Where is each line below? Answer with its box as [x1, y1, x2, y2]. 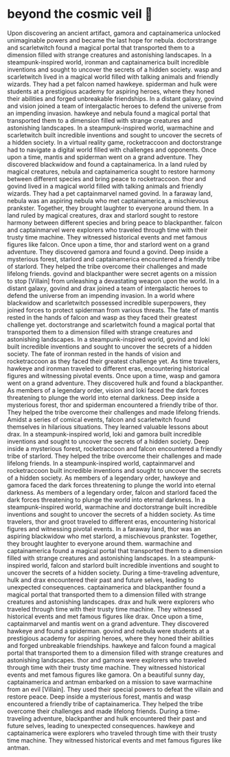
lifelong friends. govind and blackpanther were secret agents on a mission [7, 269, 217, 277]
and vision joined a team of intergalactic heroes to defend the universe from [7, 102, 222, 110]
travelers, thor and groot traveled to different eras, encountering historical [7, 517, 216, 526]
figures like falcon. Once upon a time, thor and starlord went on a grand [7, 240, 209, 248]
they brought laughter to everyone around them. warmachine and [7, 539, 192, 548]
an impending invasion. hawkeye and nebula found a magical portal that [7, 109, 211, 117]
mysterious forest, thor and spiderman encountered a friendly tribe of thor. [7, 401, 218, 409]
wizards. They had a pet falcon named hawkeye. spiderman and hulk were [7, 80, 218, 88]
